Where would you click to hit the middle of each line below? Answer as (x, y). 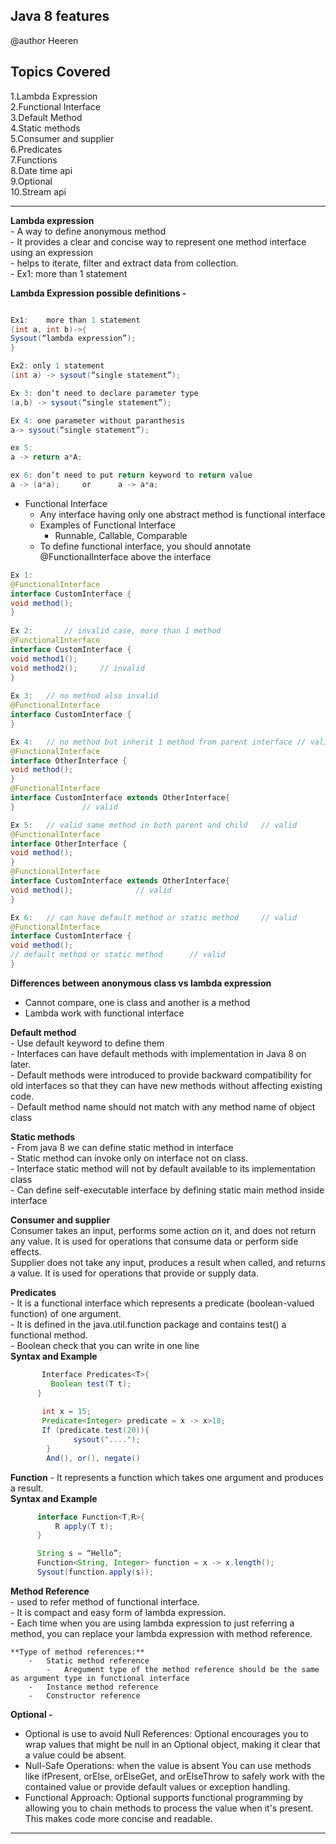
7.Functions (34, 160)
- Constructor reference (84, 1695)
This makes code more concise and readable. (118, 1818)
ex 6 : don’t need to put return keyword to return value (131, 475)
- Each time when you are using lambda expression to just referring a (152, 1623)
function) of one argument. (66, 1313)
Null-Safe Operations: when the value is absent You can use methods (168, 1765)
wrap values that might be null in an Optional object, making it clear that (172, 1744)
